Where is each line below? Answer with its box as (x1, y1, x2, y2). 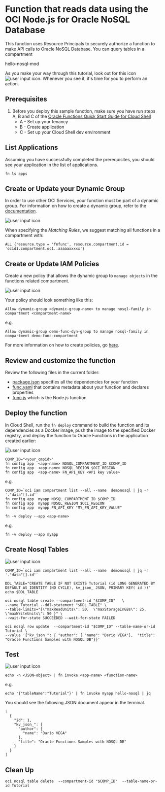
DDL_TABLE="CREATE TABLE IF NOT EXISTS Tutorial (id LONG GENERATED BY (5, 581, 155, 586)
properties (12, 389, 33, 395)
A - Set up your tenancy (19, 118, 68, 124)
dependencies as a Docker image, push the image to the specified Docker (5, 427, 156, 433)
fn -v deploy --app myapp (5, 532, 58, 537)
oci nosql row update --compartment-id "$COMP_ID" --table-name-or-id (5, 624, 155, 629)
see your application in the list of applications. (5, 162, 99, 168)
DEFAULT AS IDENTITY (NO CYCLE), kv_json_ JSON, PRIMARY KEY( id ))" (5, 585, 151, 590)
